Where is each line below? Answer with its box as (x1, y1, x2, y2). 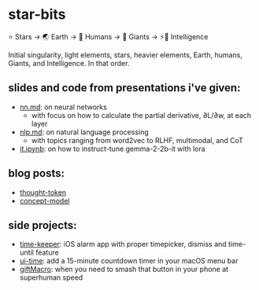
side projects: (8, 218, 77, 232)
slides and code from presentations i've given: (8, 81, 241, 95)
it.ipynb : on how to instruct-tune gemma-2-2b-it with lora (19, 144, 206, 153)
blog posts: (8, 167, 65, 180)
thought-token (19, 187, 67, 197)
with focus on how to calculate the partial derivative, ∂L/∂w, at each (31, 110, 252, 119)
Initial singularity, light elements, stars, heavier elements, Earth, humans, (8, 50, 242, 60)
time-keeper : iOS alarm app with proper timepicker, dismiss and (19, 240, 227, 249)
